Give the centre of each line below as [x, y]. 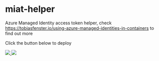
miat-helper [30, 9]
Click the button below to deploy [39, 43]
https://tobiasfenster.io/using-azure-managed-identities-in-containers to [79, 28]
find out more [19, 33]
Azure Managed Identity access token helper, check [58, 23]
